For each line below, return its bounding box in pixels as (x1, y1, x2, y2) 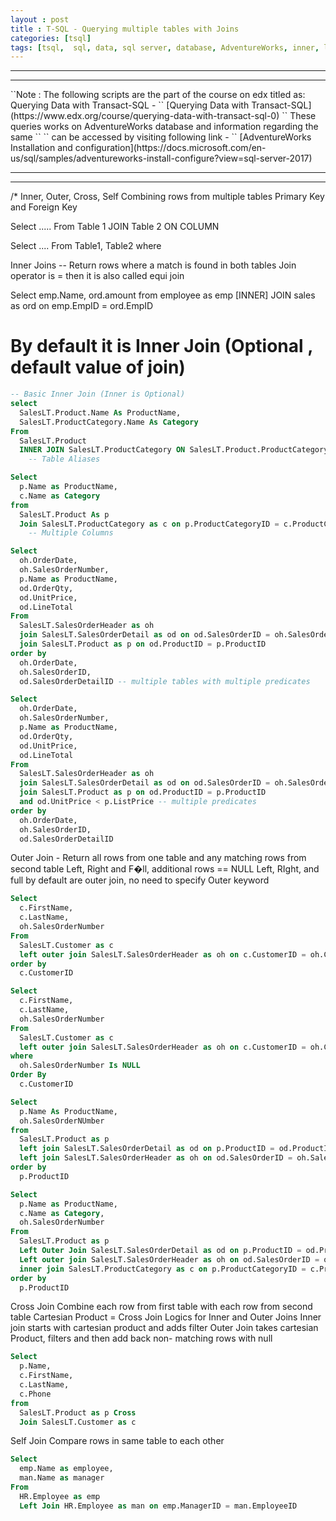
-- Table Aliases (28, 454, 101, 465)
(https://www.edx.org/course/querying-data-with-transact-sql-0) (10, 110, 280, 122)
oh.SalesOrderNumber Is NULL (19, 1061, 141, 1071)
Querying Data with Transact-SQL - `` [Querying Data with (10, 99, 250, 111)
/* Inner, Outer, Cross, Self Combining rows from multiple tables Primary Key (10, 191, 325, 203)
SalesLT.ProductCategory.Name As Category (19, 417, 199, 427)
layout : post (10, 14, 70, 25)
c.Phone (19, 1389, 52, 1399)
